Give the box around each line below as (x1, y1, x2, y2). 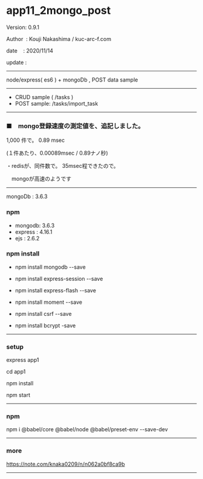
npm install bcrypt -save (14, 321, 76, 329)
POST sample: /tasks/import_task (14, 100, 98, 107)
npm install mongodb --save (14, 263, 86, 271)
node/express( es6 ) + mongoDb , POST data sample (6, 76, 138, 83)
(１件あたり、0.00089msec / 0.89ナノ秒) (6, 149, 109, 157)
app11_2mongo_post (6, 4, 111, 18)
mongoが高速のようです (11, 175, 71, 182)
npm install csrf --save (14, 310, 72, 317)
